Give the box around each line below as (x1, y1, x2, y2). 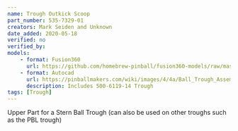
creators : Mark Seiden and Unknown (7, 23, 113, 30)
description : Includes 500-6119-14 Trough (25, 82, 154, 89)
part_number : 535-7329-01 (7, 17, 84, 24)
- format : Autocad (20, 69, 74, 76)
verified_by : (7, 43, 46, 50)
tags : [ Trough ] (7, 89, 52, 96)
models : (7, 50, 30, 57)
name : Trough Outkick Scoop (7, 10, 91, 18)
